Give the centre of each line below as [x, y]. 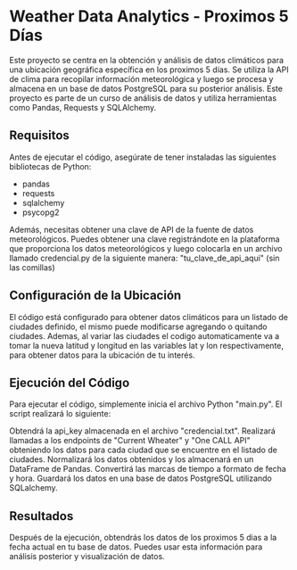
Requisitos [39, 136]
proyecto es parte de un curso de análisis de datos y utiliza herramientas [143, 98]
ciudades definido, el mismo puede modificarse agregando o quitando [138, 326]
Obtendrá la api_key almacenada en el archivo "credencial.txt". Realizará [143, 431]
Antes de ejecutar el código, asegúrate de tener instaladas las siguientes [143, 157]
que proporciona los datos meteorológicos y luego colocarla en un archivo [146, 248]
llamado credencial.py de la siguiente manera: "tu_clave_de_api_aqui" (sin [144, 258]
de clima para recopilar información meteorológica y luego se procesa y [141, 78]
